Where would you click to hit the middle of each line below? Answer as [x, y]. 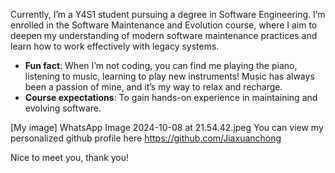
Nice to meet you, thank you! [70, 157]
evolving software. [63, 108]
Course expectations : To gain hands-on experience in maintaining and [171, 97]
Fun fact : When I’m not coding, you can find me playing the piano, [161, 65]
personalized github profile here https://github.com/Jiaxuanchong [146, 138]
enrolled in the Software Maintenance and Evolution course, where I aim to [164, 25]
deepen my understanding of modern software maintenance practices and [164, 35]
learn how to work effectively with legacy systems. [115, 46]
